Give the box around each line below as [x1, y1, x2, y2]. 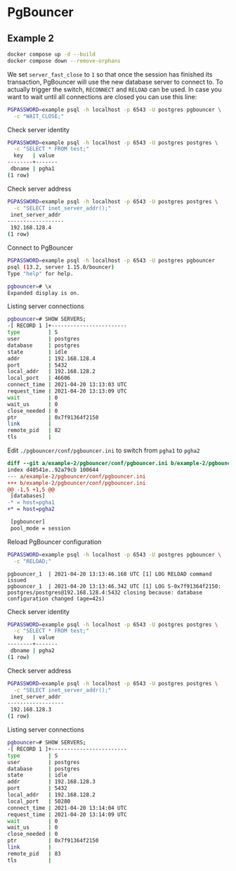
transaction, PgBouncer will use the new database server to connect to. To [7, 77, 223, 86]
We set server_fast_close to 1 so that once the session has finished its [7, 70, 213, 78]
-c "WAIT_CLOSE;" [13, 113, 65, 120]
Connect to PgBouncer [7, 243, 74, 252]
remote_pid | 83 [7, 850, 61, 857]
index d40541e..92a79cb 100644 [7, 466, 99, 473]
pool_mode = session [10, 525, 71, 532]
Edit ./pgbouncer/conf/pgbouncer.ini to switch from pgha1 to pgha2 [7, 446, 200, 454]
